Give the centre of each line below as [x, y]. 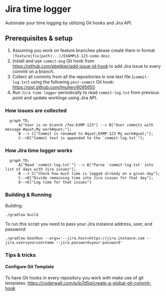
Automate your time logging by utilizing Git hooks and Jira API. [69, 23]
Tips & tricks [21, 255]
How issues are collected [36, 110]
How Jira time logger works [39, 150]
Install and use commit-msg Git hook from [53, 61]
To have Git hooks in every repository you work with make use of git [74, 278]
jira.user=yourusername [30, 243]
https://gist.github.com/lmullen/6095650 [54, 87]
